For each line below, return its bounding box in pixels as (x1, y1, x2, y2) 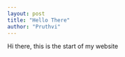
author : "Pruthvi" (7, 23, 61, 30)
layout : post (7, 10, 45, 17)
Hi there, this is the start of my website (7, 42, 119, 51)
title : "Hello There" (7, 17, 71, 24)
